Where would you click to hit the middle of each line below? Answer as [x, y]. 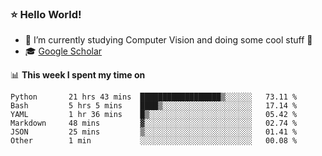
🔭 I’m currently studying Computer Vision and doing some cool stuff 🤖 [168, 40]
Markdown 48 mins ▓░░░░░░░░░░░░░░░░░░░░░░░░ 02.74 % [154, 123]
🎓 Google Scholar [63, 51]
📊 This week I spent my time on [78, 75]
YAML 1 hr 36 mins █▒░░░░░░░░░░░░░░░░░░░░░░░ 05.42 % [154, 115]
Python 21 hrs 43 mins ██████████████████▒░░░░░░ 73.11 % [154, 97]
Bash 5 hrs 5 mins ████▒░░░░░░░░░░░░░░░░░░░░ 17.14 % [154, 106]
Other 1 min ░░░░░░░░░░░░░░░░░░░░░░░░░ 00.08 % [154, 141]
